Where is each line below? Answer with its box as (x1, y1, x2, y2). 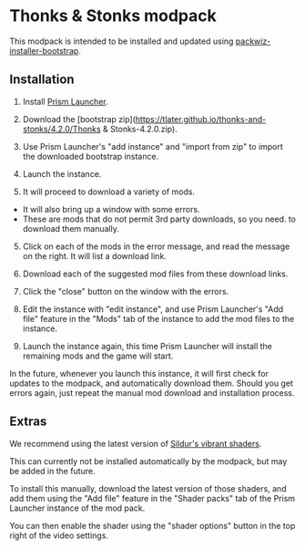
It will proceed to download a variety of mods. (22, 186, 196, 197)
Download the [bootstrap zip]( (22, 113, 137, 124)
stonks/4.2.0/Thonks (22, 123, 102, 134)
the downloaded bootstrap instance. (22, 150, 159, 161)
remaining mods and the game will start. (22, 350, 174, 361)
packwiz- (235, 36, 271, 47)
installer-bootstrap (9, 45, 79, 56)
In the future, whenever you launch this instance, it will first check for (9, 368, 269, 379)
